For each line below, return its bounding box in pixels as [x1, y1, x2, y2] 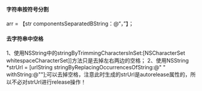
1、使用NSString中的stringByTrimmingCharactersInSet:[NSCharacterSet [6, 49, 186, 57]
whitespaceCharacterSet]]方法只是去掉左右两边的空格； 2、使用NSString [6, 57, 189, 64]
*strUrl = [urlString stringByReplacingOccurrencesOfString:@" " [6, 64, 166, 71]
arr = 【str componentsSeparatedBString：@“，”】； [6, 20, 134, 27]
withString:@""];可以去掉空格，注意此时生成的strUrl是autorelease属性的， [6, 71, 191, 78]
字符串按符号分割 [6, 5, 49, 13]
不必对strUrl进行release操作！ [11, 78, 86, 86]
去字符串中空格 [6, 35, 44, 42]
